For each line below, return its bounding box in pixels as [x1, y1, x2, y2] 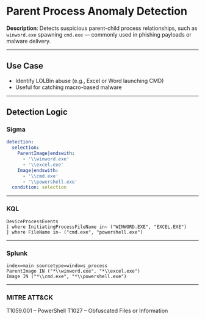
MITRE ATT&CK [6, 293, 54, 301]
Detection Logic [6, 107, 68, 117]
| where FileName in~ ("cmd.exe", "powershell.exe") [6, 229, 143, 235]
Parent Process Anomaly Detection [6, 4, 188, 18]
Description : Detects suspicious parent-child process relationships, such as [6, 24, 198, 32]
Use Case [6, 61, 44, 71]
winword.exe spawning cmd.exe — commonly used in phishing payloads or [6, 30, 192, 38]
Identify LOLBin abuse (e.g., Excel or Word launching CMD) [15, 77, 164, 84]
